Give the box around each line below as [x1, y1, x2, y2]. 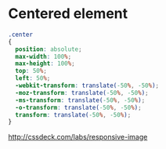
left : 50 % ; [15, 74, 51, 82]
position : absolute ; [15, 45, 82, 53]
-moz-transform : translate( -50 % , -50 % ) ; [15, 89, 149, 96]
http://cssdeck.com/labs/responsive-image [8, 133, 148, 142]
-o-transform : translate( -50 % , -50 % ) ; [15, 104, 143, 111]
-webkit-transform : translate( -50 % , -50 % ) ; [15, 82, 159, 90]
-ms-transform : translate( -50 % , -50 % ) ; [15, 96, 146, 104]
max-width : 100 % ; [15, 53, 72, 60]
